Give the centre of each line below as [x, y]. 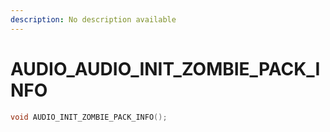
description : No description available [93, 19]
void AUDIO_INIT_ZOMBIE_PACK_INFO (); [89, 117]
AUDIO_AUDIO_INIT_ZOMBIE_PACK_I [165, 68]
